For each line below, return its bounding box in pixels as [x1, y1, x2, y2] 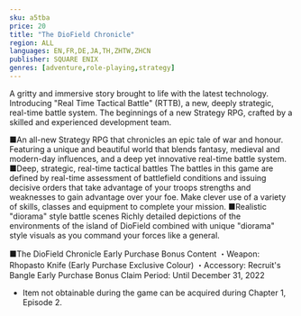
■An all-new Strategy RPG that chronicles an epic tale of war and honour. [9, 134, 284, 145]
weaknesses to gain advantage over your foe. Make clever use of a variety [9, 191, 287, 203]
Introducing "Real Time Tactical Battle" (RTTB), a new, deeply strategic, [9, 97, 275, 108]
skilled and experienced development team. [9, 116, 172, 127]
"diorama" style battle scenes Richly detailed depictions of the [9, 211, 242, 221]
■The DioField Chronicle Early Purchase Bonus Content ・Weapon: [9, 248, 260, 259]
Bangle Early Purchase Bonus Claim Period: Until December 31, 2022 [9, 269, 265, 280]
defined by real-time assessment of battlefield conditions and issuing [9, 172, 267, 183]
